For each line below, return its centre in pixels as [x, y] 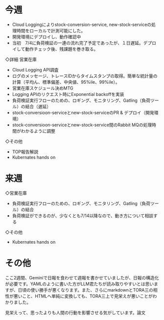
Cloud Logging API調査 [35, 69]
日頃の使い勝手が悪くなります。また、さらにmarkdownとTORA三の [85, 290]
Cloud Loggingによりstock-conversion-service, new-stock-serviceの [82, 24]
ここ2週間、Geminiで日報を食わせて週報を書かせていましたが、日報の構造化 [82, 277]
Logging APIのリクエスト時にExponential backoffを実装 [68, 94]
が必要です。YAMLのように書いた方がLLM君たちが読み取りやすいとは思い [80, 284]
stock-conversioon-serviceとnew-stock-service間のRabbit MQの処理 [82, 125]
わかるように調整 [38, 131]
